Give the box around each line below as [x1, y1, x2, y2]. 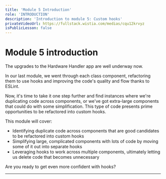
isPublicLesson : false [5, 26, 52, 31]
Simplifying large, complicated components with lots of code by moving [12, 138, 159, 144]
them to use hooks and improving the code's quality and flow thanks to [5, 78, 150, 84]
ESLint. [5, 84, 20, 89]
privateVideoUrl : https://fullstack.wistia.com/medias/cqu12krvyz [5, 21, 145, 26]
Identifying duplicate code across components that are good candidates [12, 128, 160, 134]
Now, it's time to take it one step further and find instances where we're [5, 93, 151, 99]
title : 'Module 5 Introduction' [5, 7, 72, 12]
